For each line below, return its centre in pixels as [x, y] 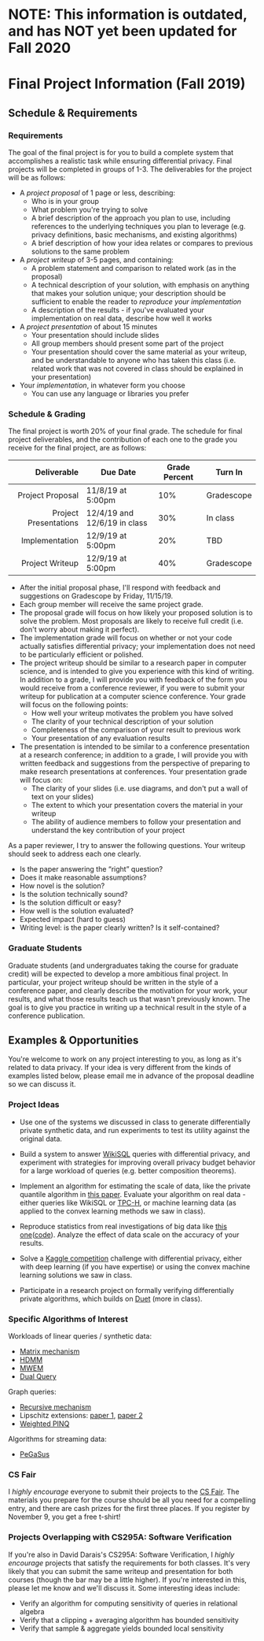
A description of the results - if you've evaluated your [117, 310]
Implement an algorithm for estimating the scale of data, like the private [135, 1186]
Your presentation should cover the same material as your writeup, [139, 352]
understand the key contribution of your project [108, 830]
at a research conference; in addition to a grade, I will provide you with [134, 755]
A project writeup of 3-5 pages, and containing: [97, 260]
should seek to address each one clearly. [75, 854]
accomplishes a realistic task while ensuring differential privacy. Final [120, 161]
